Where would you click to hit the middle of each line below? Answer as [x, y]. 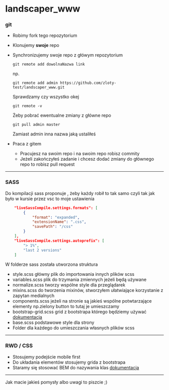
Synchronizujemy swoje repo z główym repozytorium [68, 55]
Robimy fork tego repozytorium [45, 35]
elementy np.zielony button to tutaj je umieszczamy [66, 307]
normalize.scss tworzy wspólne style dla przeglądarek [69, 285]
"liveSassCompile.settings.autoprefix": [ [59, 240]
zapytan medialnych [33, 296]
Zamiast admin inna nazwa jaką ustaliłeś [54, 134]
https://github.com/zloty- [88, 83]
